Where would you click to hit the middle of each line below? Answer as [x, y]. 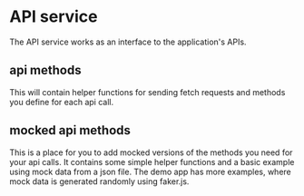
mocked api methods [70, 130]
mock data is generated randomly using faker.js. [99, 181]
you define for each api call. [62, 102]
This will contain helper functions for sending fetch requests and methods [147, 92]
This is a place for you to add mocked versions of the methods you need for [151, 152]
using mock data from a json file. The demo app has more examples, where [151, 171]
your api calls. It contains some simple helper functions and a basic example [152, 162]
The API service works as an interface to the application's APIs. [128, 42]
